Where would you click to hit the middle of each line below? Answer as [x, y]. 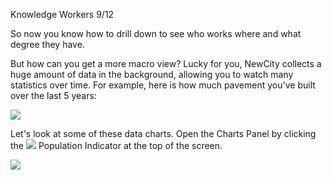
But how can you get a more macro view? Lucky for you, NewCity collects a [166, 63]
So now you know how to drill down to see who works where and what [156, 33]
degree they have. [47, 44]
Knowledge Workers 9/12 [62, 14]
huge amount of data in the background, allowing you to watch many [152, 74]
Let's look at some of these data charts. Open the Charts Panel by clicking [163, 133]
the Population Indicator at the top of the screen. [116, 145]
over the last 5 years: [53, 95]
